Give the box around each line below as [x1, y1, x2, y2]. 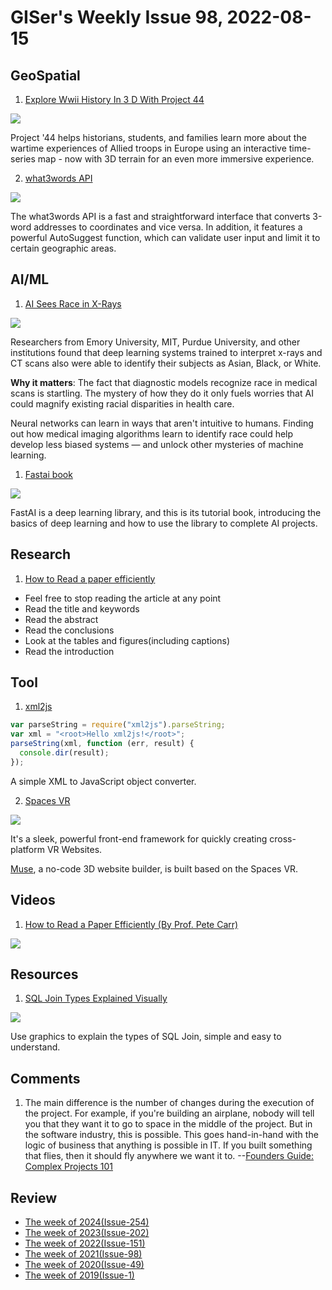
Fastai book [24, 468, 73, 480]
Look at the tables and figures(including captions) [24, 634, 230, 646]
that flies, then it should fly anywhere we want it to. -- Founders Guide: [24, 1150, 315, 1162]
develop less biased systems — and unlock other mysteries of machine [10, 438, 304, 450]
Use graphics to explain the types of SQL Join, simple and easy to [10, 1031, 282, 1043]
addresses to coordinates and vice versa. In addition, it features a [33, 221, 303, 233]
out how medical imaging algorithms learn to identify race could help [10, 427, 294, 440]
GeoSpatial [10, 67, 81, 84]
